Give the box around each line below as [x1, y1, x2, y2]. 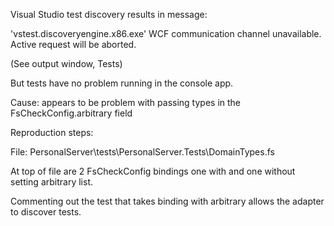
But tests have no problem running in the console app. [10, 77, 234, 89]
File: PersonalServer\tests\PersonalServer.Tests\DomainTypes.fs [10, 146, 275, 158]
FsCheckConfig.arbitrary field [10, 107, 133, 119]
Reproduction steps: [10, 127, 94, 138]
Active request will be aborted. [10, 39, 137, 50]
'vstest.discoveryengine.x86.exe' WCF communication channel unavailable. [10, 28, 322, 39]
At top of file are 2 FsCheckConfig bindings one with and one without [10, 165, 296, 177]
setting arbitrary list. [10, 176, 94, 188]
